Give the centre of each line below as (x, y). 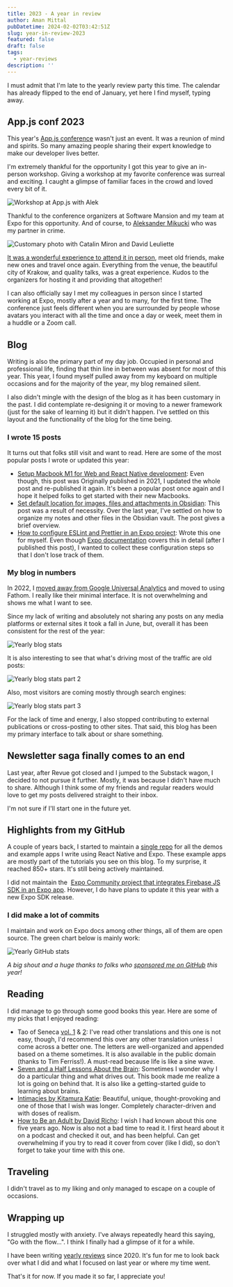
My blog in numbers (42, 573)
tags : (15, 53)
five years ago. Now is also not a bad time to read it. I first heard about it (121, 1128)
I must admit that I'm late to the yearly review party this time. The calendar (114, 85)
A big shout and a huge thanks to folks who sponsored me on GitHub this (112, 965)
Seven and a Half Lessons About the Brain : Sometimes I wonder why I (117, 1069)
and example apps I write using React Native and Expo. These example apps (117, 854)
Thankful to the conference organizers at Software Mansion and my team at (116, 216)
